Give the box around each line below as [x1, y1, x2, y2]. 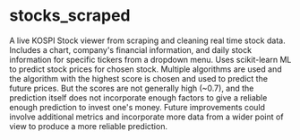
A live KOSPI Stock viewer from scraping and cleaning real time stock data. [9, 35, 286, 46]
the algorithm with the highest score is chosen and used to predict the [9, 73, 269, 83]
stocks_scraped [9, 5, 131, 26]
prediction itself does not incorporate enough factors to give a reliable [9, 92, 268, 103]
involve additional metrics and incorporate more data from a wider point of [9, 111, 284, 122]
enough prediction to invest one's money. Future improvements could [9, 101, 266, 112]
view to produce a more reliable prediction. [9, 120, 168, 131]
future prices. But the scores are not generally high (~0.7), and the [9, 83, 254, 93]
